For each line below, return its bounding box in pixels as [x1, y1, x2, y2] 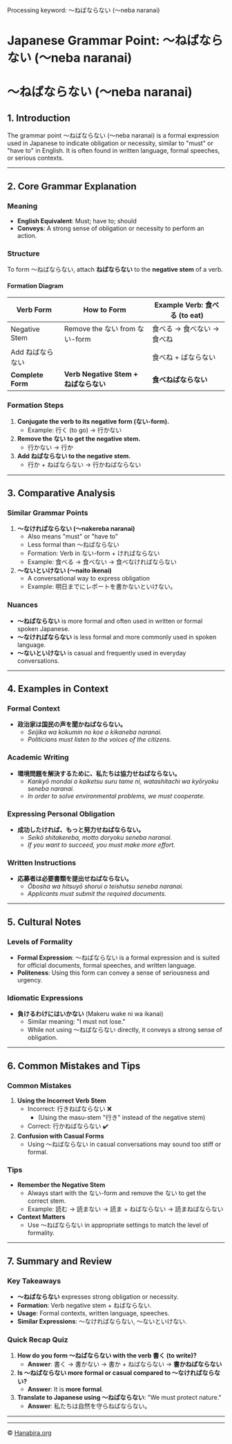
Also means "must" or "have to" [27, 532, 119, 541]
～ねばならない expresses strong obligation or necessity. [17, 1292, 179, 1301]
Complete [10, 371, 43, 380]
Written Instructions [7, 858, 77, 868]
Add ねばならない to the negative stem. [17, 451, 131, 460]
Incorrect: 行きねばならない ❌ [27, 1105, 112, 1113]
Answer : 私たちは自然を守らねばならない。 [27, 1402, 151, 1410]
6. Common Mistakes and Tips [7, 1060, 141, 1071]
